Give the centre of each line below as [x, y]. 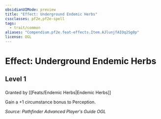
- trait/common [25, 28]
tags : [11, 23]
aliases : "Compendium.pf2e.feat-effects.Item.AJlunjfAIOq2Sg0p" [72, 32]
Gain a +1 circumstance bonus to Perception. [50, 102]
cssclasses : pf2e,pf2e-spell [35, 19]
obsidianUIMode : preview [30, 10]
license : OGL [18, 37]
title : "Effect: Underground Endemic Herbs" [51, 14]
